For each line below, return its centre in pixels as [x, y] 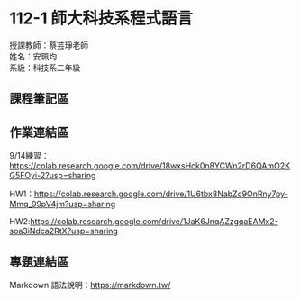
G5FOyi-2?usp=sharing [53, 176]
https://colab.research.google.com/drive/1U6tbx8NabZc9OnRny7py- [161, 194]
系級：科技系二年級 [45, 68]
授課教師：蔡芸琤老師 [49, 45]
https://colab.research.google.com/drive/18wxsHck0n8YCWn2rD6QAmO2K [150, 166]
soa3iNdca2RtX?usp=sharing [64, 231]
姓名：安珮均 [33, 56]
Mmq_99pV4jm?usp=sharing [63, 204]
